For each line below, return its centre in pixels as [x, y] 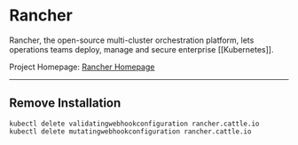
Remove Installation [65, 103]
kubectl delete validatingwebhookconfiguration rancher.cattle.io [134, 124]
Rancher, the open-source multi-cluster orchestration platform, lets [132, 40]
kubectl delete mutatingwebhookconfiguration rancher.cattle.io [130, 131]
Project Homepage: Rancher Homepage [82, 67]
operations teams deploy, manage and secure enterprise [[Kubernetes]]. [141, 49]
